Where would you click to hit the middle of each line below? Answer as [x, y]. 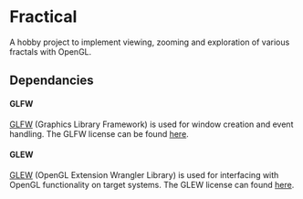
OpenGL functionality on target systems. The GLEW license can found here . [152, 184]
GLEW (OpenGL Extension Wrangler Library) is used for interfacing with [144, 174]
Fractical [43, 17]
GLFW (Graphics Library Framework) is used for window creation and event [151, 124]
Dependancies [52, 81]
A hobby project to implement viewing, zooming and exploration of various [150, 42]
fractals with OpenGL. [51, 51]
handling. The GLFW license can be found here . [99, 133]
